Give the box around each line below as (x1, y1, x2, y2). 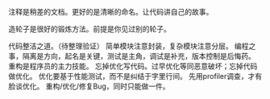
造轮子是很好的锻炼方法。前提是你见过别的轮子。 (8, 24, 171, 34)
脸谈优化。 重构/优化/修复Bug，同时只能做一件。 (8, 81, 171, 91)
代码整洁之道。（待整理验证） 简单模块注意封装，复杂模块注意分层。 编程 (8, 41, 249, 51)
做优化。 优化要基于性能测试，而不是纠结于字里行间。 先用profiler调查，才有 (8, 72, 263, 80)
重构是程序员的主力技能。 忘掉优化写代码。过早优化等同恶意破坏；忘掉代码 (8, 61, 258, 71)
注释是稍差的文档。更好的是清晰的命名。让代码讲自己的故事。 (8, 7, 214, 16)
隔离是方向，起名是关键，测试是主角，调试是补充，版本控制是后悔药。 (22, 52, 255, 60)
